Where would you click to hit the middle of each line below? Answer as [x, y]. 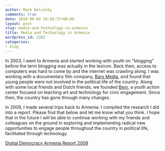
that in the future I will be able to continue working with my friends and [78, 117]
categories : [17, 42]
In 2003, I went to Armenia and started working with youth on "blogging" [80, 60]
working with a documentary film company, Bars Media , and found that [78, 76]
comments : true [21, 14]
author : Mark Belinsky [29, 10]
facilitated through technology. [37, 133]
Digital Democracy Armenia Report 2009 [47, 143]
